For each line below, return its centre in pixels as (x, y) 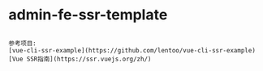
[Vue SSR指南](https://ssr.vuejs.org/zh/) (80, 59)
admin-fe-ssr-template (88, 15)
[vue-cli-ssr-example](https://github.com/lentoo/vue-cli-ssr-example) (132, 50)
